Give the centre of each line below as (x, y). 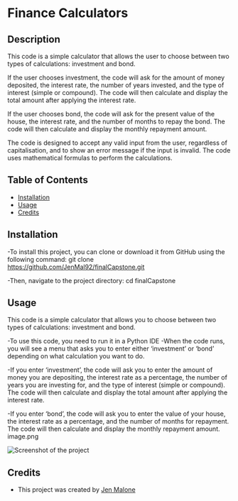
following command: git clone (51, 259)
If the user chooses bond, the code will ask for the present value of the (111, 114)
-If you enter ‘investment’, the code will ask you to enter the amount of (110, 370)
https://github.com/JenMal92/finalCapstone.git (76, 267)
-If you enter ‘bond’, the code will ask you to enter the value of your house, (117, 414)
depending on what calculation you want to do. (76, 356)
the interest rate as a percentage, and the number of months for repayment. (118, 422)
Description (34, 39)
